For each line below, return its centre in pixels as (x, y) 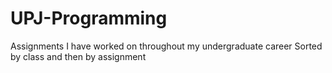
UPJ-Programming (89, 18)
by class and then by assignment (78, 56)
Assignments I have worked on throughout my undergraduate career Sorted (166, 46)
